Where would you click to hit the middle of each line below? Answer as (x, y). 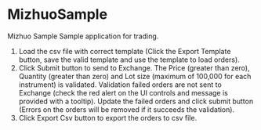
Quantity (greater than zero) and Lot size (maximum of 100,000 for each (135, 76)
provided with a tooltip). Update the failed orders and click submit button (136, 101)
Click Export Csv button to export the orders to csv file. (108, 117)
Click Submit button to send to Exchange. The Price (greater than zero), (134, 67)
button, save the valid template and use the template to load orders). (129, 60)
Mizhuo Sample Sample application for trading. (83, 36)
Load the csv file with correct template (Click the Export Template (125, 51)
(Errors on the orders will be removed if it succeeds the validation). (127, 109)
